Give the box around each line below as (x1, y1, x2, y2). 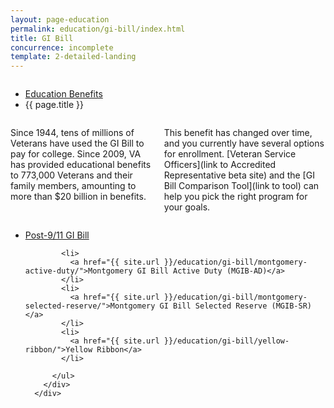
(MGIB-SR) (271, 301, 312, 311)
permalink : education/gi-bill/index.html (10, 24, 186, 34)
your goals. (163, 201, 211, 213)
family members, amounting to (10, 180, 137, 192)
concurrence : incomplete (10, 42, 114, 53)
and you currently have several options (163, 137, 325, 150)
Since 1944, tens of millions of (10, 127, 135, 139)
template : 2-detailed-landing (10, 52, 137, 62)
